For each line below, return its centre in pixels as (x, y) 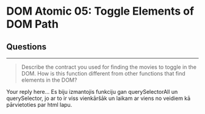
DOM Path (33, 24)
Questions (27, 47)
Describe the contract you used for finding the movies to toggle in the (109, 67)
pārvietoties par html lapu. (39, 105)
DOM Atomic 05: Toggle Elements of (100, 11)
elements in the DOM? (49, 80)
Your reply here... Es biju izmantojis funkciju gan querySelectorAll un (92, 92)
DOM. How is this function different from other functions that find (103, 73)
